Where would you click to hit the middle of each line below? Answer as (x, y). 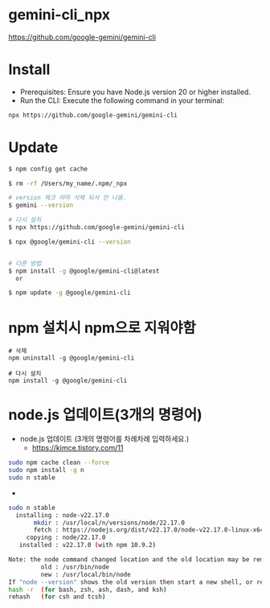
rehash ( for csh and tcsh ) (57, 597)
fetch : (46, 530)
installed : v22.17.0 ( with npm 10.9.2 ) (88, 545)
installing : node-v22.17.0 (63, 515)
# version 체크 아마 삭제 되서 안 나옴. (67, 198)
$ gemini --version (41, 205)
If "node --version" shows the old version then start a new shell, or (131, 582)
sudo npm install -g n (46, 470)
